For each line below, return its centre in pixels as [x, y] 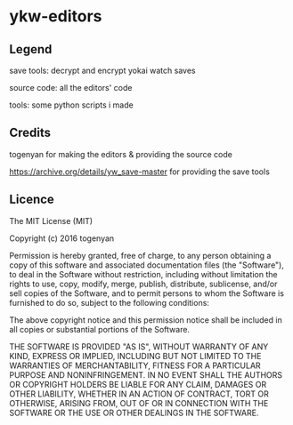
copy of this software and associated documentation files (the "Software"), [147, 265]
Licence [32, 200]
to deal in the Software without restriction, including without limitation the [143, 274]
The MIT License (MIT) [51, 221]
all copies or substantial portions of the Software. [99, 329]
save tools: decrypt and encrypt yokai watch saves [102, 70]
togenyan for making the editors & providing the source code [121, 154]
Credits [30, 133]
